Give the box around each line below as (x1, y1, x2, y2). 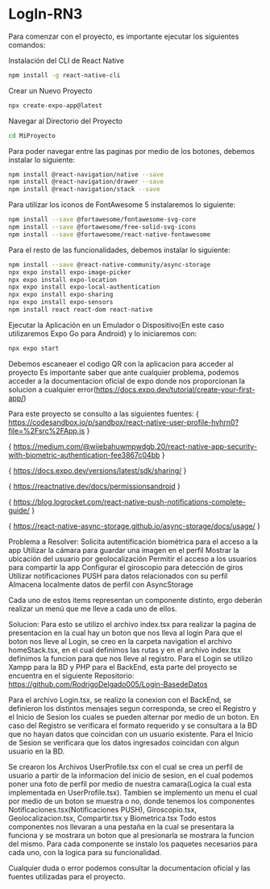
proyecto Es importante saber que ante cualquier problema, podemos (8, 368, 239, 377)
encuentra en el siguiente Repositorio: (8, 671, 135, 680)
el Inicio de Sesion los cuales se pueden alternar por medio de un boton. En (8, 712, 260, 721)
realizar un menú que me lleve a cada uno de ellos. (8, 604, 177, 613)
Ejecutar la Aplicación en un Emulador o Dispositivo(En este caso (8, 320, 224, 330)
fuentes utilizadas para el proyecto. (8, 871, 126, 881)
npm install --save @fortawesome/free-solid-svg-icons (8, 223, 197, 231)
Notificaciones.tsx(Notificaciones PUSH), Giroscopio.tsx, (8, 804, 197, 814)
